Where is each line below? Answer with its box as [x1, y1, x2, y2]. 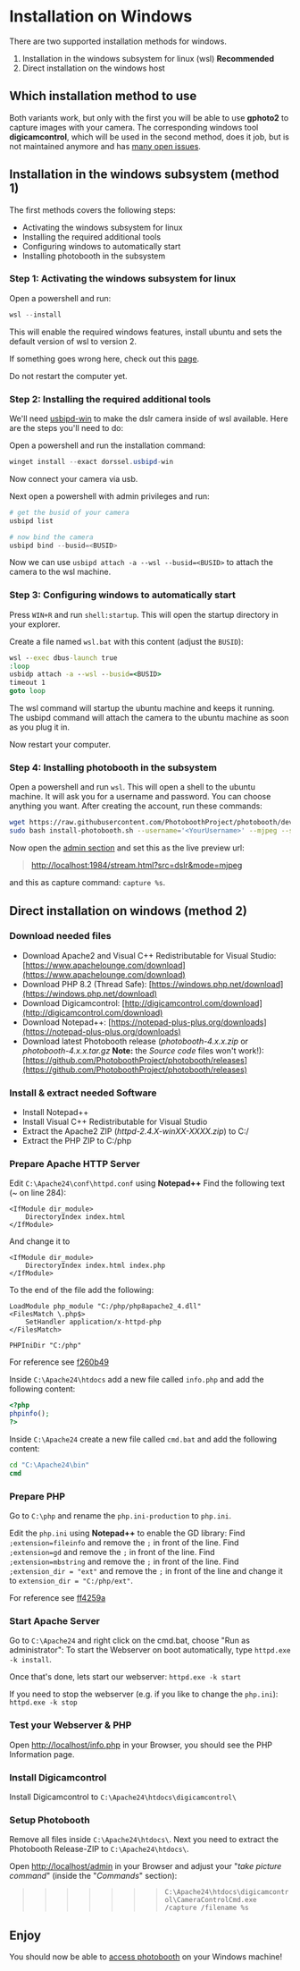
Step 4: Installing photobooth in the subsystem [9, 762, 217, 774]
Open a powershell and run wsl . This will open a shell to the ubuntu [9, 782, 256, 792]
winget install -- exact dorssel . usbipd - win [9, 458, 174, 467]
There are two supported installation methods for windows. [9, 36, 228, 47]
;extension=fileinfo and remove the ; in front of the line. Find [9, 1537, 239, 1548]
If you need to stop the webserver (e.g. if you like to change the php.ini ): [9, 1688, 279, 1700]
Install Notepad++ [21, 1107, 89, 1118]
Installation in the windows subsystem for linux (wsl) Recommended [21, 53, 275, 63]
